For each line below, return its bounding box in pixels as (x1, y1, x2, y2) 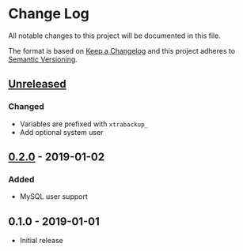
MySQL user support (19, 192, 89, 201)
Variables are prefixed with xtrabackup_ (19, 119, 149, 129)
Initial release (19, 236, 63, 245)
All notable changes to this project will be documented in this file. (8, 31, 222, 40)
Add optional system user (19, 127, 104, 137)
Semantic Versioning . (8, 54, 78, 64)
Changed (8, 101, 45, 112)
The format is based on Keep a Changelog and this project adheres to (8, 46, 236, 55)
